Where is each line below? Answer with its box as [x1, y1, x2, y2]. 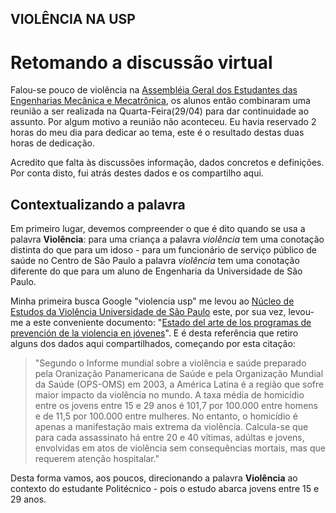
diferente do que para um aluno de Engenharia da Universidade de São [10, 265, 303, 277]
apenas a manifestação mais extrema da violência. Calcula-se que [34, 421, 309, 433]
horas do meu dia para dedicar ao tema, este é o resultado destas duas [10, 127, 305, 139]
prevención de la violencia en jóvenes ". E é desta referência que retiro [10, 327, 299, 339]
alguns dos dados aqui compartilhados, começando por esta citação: [10, 338, 296, 350]
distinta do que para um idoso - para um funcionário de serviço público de [10, 244, 317, 256]
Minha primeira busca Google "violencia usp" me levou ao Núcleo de [10, 295, 295, 307]
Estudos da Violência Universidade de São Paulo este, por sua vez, [10, 306, 287, 318]
